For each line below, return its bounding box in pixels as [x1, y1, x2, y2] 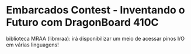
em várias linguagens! [6, 41, 60, 48]
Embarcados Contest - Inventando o [6, 3, 185, 17]
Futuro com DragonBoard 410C [6, 16, 159, 29]
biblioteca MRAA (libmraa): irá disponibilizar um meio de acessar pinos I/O [6, 35, 185, 42]
